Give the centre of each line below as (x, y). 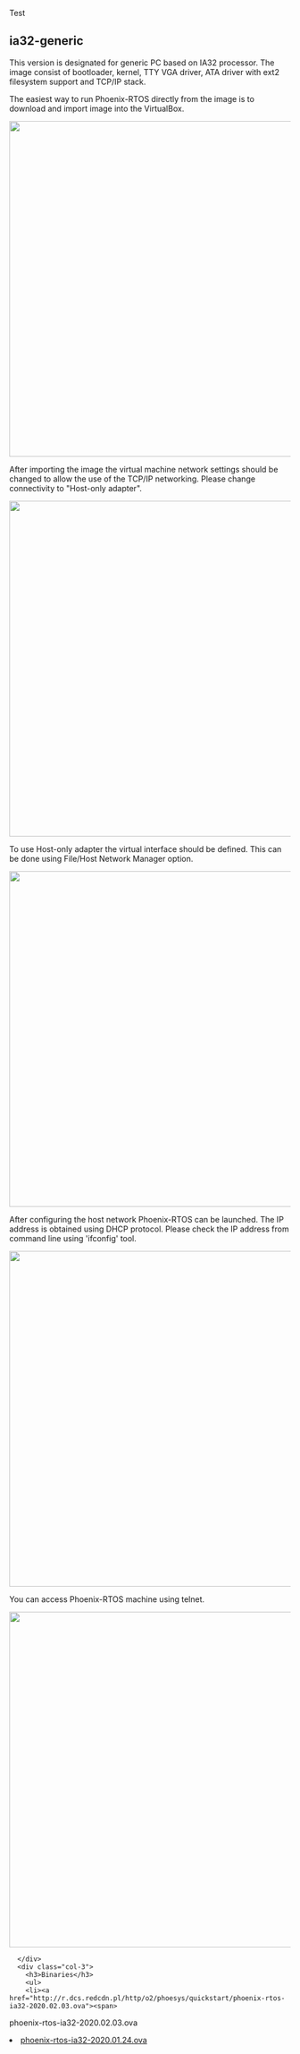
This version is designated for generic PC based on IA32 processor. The (142, 63)
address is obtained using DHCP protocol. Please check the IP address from (149, 1229)
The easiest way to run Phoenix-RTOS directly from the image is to (132, 98)
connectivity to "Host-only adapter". (76, 488)
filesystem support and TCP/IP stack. (78, 81)
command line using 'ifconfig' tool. (73, 1238)
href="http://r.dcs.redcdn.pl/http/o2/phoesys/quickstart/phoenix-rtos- (147, 1998)
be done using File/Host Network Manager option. (101, 858)
